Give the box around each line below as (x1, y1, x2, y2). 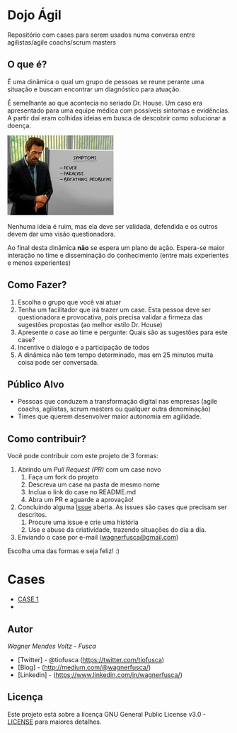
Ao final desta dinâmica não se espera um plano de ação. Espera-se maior (7, 243, 225, 251)
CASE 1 (17, 595, 39, 603)
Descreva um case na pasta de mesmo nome (28, 480, 161, 489)
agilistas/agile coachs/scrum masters (7, 38, 117, 46)
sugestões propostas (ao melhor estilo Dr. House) (17, 320, 163, 329)
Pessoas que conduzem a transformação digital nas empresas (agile (17, 397, 218, 406)
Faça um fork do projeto (28, 473, 99, 482)
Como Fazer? (7, 279, 67, 291)
